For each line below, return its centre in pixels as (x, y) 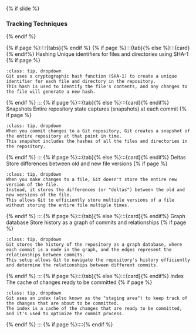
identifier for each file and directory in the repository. (81, 82)
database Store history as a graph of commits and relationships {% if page (96, 222)
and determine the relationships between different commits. (82, 265)
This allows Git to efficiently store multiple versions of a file (90, 200)
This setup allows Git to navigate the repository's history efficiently (98, 260)
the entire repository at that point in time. (64, 136)
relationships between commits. (45, 255)
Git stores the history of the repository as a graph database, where (94, 245)
